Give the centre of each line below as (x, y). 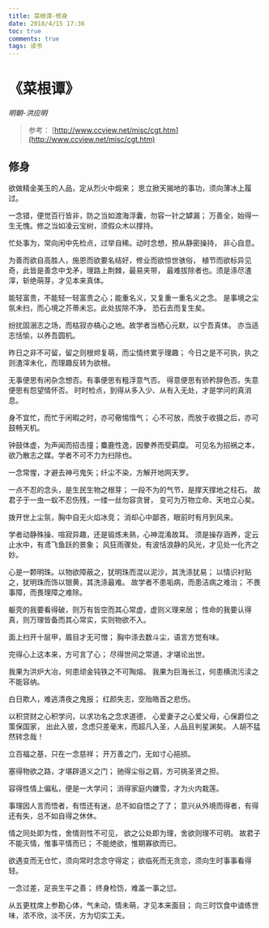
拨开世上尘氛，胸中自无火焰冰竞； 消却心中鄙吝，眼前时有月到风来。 (123, 517)
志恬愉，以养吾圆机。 (44, 335)
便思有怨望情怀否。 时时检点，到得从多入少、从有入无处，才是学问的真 (126, 390)
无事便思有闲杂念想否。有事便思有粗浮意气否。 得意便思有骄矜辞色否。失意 (134, 379)
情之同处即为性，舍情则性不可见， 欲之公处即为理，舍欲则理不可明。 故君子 (134, 833)
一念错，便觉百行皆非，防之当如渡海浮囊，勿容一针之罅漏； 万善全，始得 (130, 215)
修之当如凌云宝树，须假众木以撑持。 (97, 225)
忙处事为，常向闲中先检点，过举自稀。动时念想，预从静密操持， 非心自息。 (134, 243)
